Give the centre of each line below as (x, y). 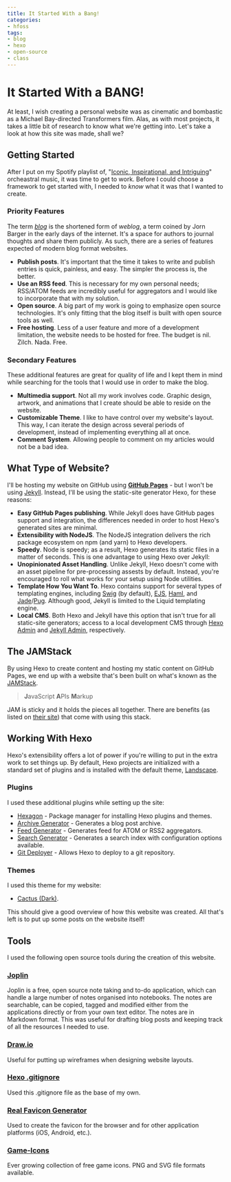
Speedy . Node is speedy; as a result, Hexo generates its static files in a (118, 549)
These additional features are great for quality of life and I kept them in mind (115, 375)
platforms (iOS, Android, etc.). (49, 1132)
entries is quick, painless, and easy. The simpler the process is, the (112, 268)
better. (26, 276)
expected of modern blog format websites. (68, 248)
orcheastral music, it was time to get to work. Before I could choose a (106, 179)
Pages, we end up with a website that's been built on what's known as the (112, 675)
